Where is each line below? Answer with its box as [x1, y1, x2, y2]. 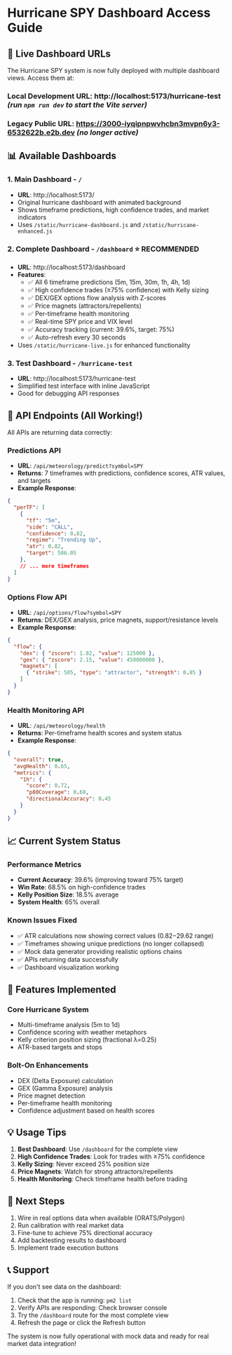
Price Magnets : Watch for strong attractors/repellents [17, 1167, 174, 1176]
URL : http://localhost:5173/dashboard [17, 263, 126, 271]
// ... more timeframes [20, 562, 90, 569]
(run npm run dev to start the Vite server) [7, 100, 147, 109]
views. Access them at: [7, 74, 75, 82]
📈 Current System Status [7, 836, 121, 847]
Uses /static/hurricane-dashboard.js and [17, 220, 142, 229]
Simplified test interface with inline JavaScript [17, 382, 150, 390]
